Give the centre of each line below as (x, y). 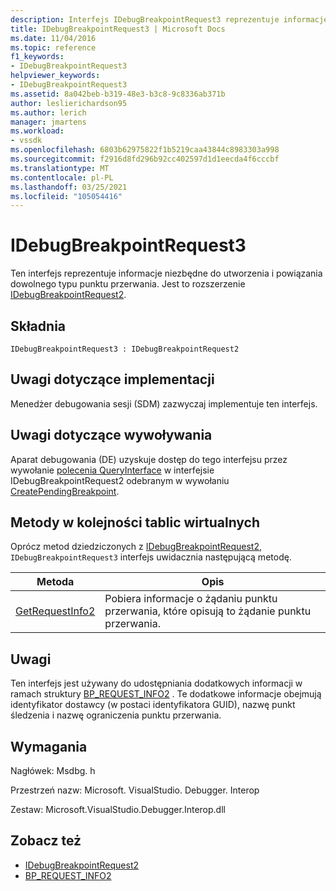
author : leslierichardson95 (69, 103)
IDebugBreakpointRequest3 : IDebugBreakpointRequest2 (125, 349)
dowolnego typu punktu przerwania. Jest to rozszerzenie (128, 284)
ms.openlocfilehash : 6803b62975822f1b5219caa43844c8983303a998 (145, 150)
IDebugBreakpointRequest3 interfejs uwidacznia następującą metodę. (151, 557)
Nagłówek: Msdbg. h (53, 771)
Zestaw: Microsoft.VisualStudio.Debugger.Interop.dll (118, 810)
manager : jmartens (48, 122)
